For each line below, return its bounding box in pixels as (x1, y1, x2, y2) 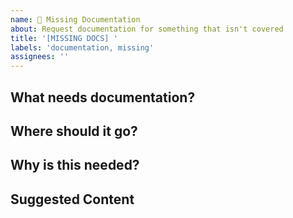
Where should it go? (10, 122, 138, 140)
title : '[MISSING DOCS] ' (10, 33, 118, 43)
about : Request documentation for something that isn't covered (10, 24, 284, 34)
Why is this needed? (10, 157, 140, 174)
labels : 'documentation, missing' (10, 42, 155, 53)
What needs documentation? (10, 89, 196, 106)
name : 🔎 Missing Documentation (10, 14, 141, 25)
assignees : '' (10, 52, 70, 62)
